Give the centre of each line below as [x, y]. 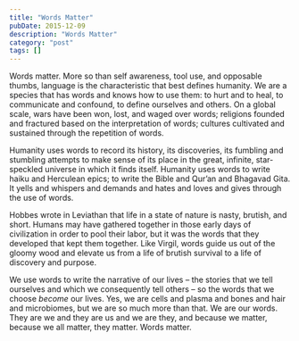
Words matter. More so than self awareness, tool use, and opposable [136, 76]
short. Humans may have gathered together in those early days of [130, 225]
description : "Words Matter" [63, 34]
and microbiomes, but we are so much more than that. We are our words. [144, 308]
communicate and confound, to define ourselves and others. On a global [143, 104]
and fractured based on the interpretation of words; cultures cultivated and [147, 124]
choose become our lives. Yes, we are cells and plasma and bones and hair [147, 299]
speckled [26, 170]
